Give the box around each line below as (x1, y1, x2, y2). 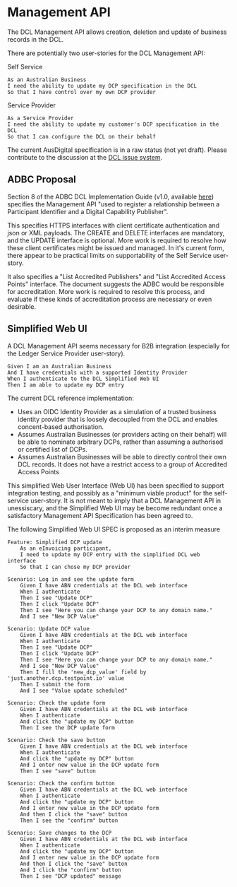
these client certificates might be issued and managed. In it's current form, (7, 243, 224, 252)
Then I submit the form (20, 681, 90, 688)
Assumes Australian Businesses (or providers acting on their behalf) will (17, 430, 227, 438)
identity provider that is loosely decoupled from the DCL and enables (17, 415, 219, 423)
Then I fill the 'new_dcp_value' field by (20, 669, 147, 676)
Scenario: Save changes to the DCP (7, 829, 112, 836)
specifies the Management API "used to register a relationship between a (7, 199, 220, 208)
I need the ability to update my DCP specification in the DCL (7, 82, 197, 89)
